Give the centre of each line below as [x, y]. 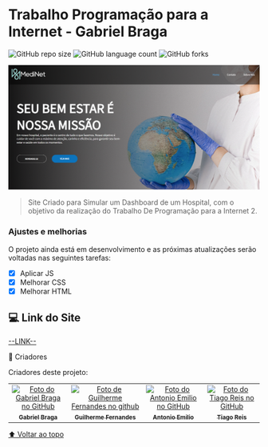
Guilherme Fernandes [105, 417]
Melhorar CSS [43, 282]
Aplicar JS [37, 273]
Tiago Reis [232, 417]
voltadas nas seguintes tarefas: [60, 257]
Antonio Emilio [173, 417]
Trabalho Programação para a [108, 15]
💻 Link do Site [45, 318]
